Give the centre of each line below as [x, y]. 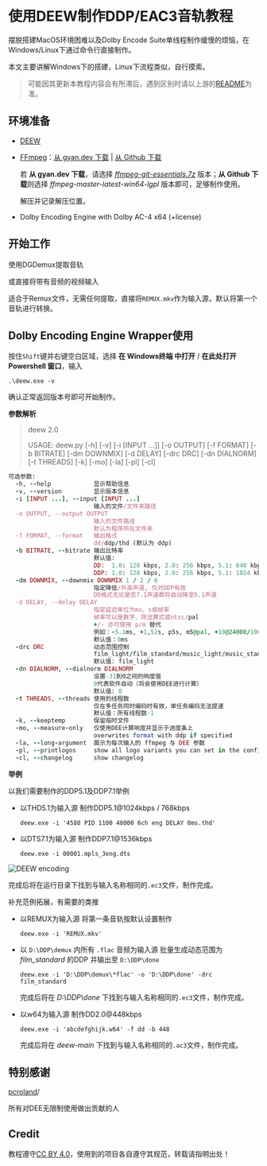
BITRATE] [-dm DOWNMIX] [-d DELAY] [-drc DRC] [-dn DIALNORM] [145, 453]
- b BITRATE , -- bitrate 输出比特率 [70, 551]
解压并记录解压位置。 [54, 200]
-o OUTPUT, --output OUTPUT [62, 514]
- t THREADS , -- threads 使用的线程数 [72, 698]
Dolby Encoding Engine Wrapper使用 [101, 335]
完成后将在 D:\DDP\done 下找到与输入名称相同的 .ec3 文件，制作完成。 [134, 997]
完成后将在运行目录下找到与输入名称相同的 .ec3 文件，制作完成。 [113, 884]
